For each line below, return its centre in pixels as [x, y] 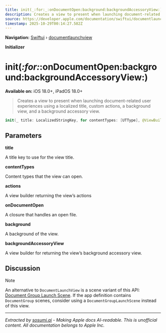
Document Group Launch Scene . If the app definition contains [68, 295]
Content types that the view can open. [44, 176]
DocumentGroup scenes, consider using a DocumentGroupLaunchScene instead [81, 300]
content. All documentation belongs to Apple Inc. [55, 325]
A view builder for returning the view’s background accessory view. [74, 253]
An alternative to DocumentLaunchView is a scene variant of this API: [72, 290]
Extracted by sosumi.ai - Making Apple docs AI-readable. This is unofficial [81, 320]
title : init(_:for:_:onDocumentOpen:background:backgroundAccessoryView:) [84, 10]
